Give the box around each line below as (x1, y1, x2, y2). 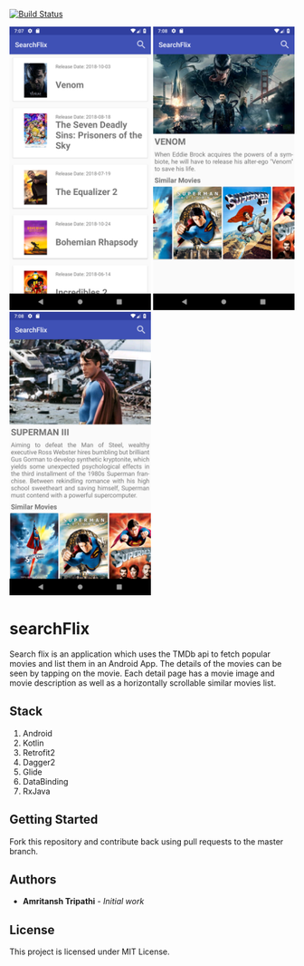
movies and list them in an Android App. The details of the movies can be (9, 658, 282, 668)
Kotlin (22, 737, 44, 748)
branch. (9, 845, 39, 856)
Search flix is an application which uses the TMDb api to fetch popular (9, 649, 271, 659)
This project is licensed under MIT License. (9, 946, 170, 957)
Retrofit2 (22, 746, 56, 757)
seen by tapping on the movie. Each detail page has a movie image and (9, 668, 275, 678)
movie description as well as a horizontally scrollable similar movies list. (9, 677, 277, 688)
